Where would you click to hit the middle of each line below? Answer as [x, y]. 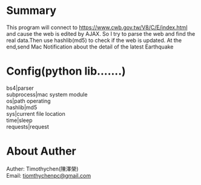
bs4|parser [20, 88]
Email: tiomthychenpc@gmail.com [49, 175]
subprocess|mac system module [47, 94]
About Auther [41, 151]
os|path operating [28, 101]
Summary [31, 11]
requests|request [28, 126]
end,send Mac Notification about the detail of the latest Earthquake [90, 47]
